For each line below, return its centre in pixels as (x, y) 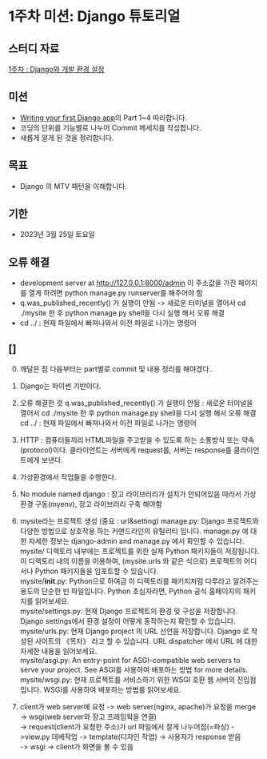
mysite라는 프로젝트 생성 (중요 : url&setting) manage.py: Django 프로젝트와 (139, 521)
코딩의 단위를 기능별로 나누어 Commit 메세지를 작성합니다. (110, 127)
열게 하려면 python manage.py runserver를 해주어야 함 (116, 293)
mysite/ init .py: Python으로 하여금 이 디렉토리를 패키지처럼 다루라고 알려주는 (139, 581)
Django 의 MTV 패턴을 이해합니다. (74, 186)
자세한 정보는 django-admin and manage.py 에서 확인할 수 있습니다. (137, 541)
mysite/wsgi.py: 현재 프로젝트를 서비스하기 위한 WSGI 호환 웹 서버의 (128, 680)
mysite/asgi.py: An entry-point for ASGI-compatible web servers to (130, 661)
